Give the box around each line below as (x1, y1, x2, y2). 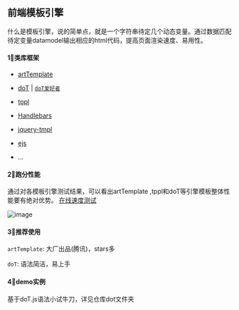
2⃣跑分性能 (7, 170, 41, 178)
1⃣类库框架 (7, 53, 40, 62)
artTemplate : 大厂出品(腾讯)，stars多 (7, 244, 115, 253)
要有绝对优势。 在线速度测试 (13, 196, 97, 205)
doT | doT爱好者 (17, 84, 60, 93)
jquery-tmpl (17, 125, 53, 134)
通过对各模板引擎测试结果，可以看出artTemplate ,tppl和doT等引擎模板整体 (7, 187, 224, 196)
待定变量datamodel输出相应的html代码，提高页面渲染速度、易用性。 (7, 36, 208, 44)
